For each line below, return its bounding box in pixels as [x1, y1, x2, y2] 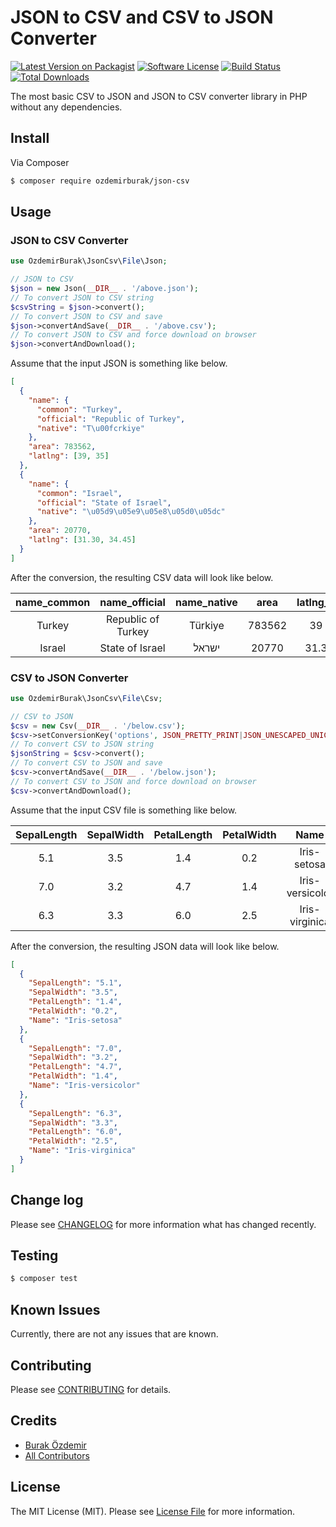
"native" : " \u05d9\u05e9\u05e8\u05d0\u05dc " [36, 507, 226, 517]
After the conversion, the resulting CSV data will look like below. [10, 571, 274, 583]
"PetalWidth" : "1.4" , [28, 1071, 118, 1081]
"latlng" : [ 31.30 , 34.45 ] [28, 535, 137, 545]
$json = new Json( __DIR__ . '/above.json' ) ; [10, 284, 199, 294]
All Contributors [24, 1449, 90, 1461]
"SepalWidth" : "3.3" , [28, 1117, 118, 1128]
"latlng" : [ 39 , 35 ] [28, 451, 110, 461]
